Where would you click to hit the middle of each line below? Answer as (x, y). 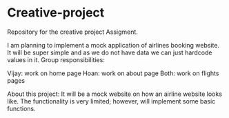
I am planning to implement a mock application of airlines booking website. (113, 45)
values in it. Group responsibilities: (56, 59)
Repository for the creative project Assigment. (72, 32)
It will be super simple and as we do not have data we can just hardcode (110, 52)
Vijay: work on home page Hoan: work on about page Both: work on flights (113, 73)
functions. (21, 108)
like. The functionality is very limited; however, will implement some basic (111, 101)
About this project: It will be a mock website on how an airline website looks (115, 94)
